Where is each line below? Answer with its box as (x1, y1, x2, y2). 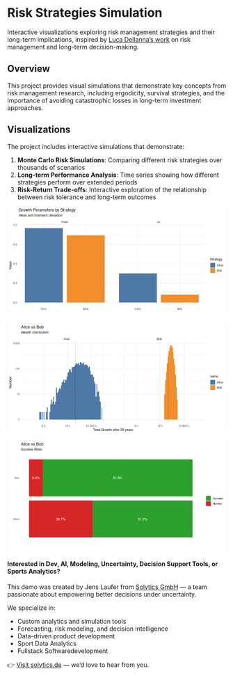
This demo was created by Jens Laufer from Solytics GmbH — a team (7, 583, 207, 591)
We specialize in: (7, 604, 56, 612)
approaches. (7, 103, 44, 112)
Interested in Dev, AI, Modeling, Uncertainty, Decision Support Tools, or (7, 560, 218, 568)
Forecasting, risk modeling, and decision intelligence (17, 624, 168, 633)
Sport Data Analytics (17, 639, 77, 647)
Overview (7, 63, 51, 74)
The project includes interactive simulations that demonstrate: (7, 142, 185, 150)
